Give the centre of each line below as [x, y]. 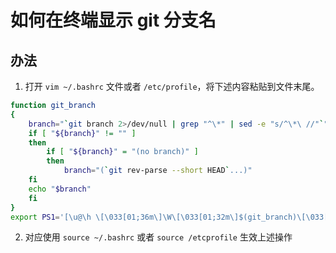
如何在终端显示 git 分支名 [113, 20]
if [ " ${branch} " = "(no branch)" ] [122, 152]
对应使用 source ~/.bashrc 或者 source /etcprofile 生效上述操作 [158, 237]
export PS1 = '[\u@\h [51, 217]
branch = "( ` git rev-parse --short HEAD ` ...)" [158, 171]
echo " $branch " [60, 189]
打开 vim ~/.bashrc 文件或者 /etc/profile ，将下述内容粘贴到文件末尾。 [172, 86]
